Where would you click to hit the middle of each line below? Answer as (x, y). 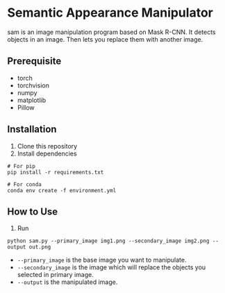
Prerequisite (34, 61)
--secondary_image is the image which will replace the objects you (111, 267)
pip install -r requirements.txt (56, 172)
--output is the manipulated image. (67, 282)
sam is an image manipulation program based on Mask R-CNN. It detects (111, 32)
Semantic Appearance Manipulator (110, 13)
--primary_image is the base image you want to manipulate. (102, 260)
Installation (32, 129)
